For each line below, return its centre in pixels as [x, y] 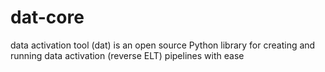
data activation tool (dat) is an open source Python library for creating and [163, 45]
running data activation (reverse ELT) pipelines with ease [127, 55]
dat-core [47, 17]
